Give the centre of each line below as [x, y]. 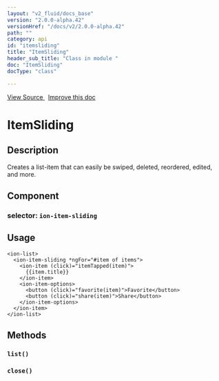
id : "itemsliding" [33, 46]
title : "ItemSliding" [38, 52]
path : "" [20, 33]
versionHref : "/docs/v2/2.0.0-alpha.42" [66, 26]
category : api [28, 39]
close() [20, 371]
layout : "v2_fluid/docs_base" [51, 13]
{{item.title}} [47, 272]
